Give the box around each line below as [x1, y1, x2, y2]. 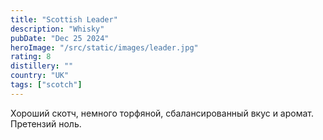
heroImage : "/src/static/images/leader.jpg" [10, 42, 199, 53]
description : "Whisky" [10, 24, 105, 34]
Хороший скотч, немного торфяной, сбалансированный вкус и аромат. [10, 107, 315, 119]
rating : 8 [10, 52, 52, 62]
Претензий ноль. [10, 117, 82, 130]
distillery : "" [10, 61, 74, 71]
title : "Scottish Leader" [10, 14, 118, 25]
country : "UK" [10, 71, 70, 81]
